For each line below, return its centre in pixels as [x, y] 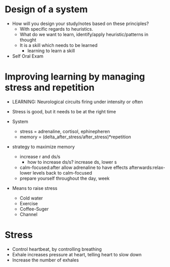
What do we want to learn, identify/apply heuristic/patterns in [84, 34]
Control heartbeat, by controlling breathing [57, 249]
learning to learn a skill [51, 51]
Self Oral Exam [28, 56]
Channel [29, 214]
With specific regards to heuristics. [56, 29]
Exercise [29, 203]
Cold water [31, 198]
